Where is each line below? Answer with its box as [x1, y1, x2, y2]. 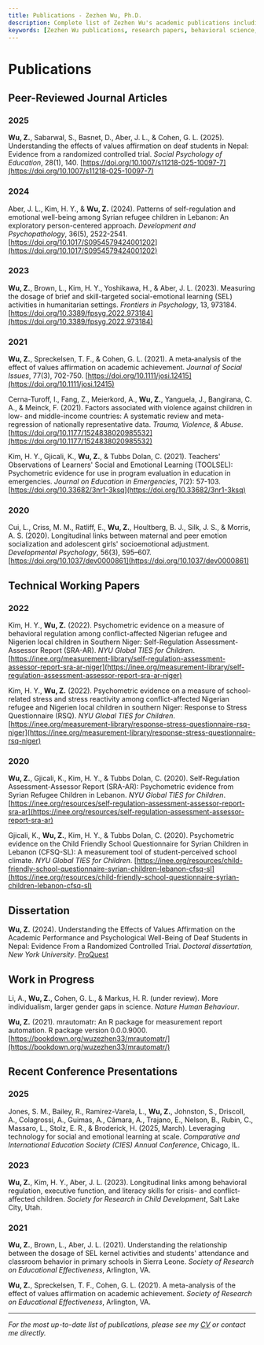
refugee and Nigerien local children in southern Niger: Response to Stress [8, 702, 247, 713]
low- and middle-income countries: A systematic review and [8, 411, 203, 421]
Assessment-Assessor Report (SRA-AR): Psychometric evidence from [8, 782, 234, 791]
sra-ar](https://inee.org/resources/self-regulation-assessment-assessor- [8, 807, 245, 817]
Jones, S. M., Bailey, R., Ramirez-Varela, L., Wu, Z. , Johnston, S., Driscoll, [8, 1106, 246, 1116]
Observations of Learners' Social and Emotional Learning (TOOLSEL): [8, 460, 233, 469]
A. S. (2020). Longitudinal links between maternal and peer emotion [8, 531, 228, 540]
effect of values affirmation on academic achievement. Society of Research [8, 1289, 253, 1299]
